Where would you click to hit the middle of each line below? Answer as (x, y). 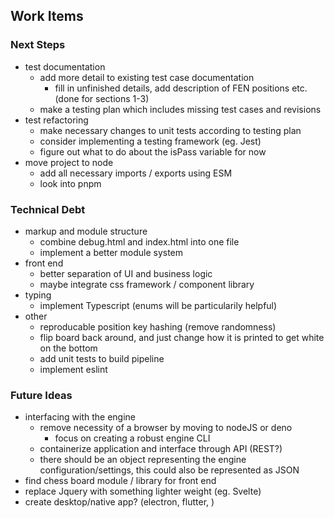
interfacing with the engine (80, 417)
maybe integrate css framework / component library (147, 284)
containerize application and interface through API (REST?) (161, 449)
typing (38, 295)
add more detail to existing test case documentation (147, 77)
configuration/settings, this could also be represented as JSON (169, 470)
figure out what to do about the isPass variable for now (153, 151)
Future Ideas (41, 395)
